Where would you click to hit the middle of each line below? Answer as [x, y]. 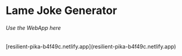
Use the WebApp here [34, 27]
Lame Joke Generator [61, 11]
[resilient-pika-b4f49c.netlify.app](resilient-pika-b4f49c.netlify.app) [91, 47]
